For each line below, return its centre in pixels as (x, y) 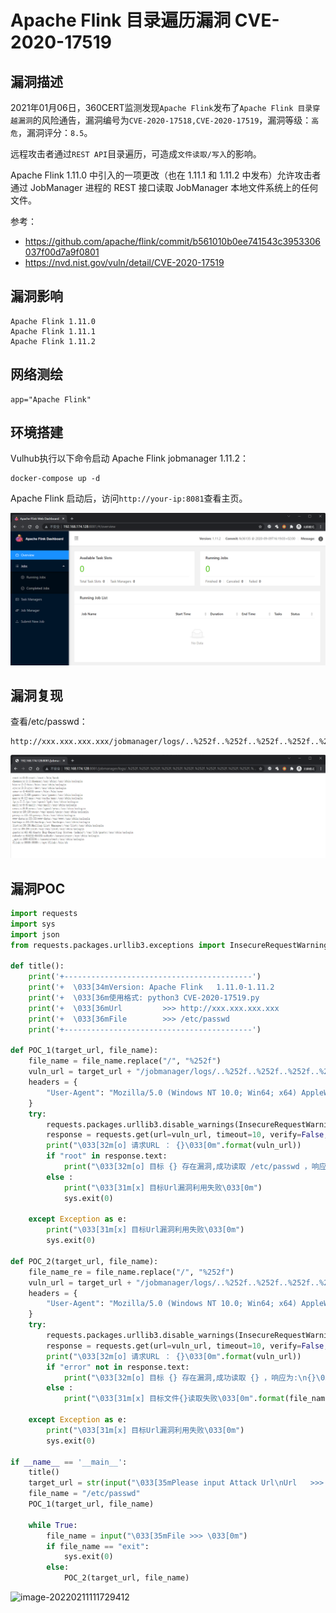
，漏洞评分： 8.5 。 (55, 132)
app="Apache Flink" (51, 399)
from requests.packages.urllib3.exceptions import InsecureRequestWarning (169, 945)
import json (35, 934)
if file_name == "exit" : (98, 1546)
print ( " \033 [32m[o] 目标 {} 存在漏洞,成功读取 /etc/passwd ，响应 (195, 1167)
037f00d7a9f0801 (62, 252)
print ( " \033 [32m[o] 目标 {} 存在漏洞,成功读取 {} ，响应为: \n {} (190, 1377)
